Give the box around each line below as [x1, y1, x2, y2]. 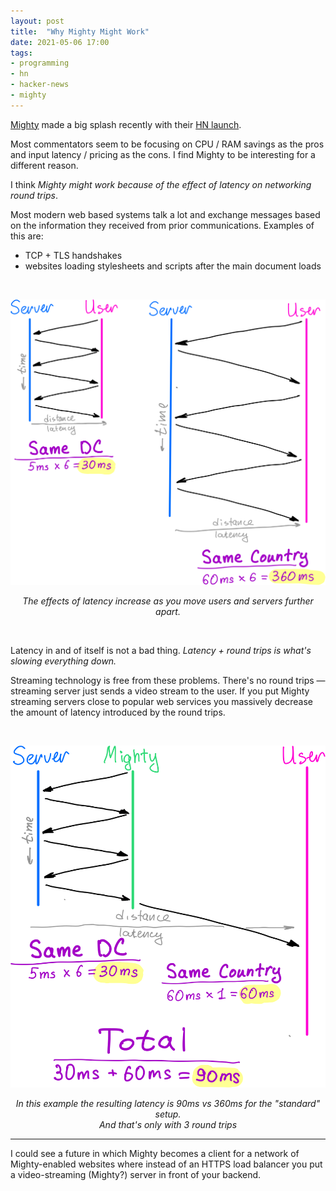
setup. [154, 1108, 182, 1120]
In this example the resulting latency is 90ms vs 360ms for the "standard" [15, 1098, 321, 1110]
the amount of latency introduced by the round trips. [10, 706, 226, 718]
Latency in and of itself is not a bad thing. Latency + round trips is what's [10, 644, 312, 656]
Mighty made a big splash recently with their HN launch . [10, 118, 242, 130]
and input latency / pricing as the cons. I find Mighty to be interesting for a [10, 148, 316, 160]
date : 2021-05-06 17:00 [10, 37, 110, 47]
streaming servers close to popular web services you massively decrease [10, 695, 314, 707]
